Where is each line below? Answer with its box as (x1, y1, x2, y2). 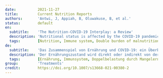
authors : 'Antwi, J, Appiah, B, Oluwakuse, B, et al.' (5, 16, 131, 21)
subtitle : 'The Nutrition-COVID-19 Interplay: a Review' (9, 30, 133, 34)
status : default (5, 20, 53, 26)
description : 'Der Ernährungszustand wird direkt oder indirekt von (9, 52, 151, 57)
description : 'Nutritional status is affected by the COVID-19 (9, 34, 140, 39)
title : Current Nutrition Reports (5, 12, 92, 16)
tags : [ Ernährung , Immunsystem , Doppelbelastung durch (9, 57, 138, 62)
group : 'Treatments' (5, 61, 64, 66)
